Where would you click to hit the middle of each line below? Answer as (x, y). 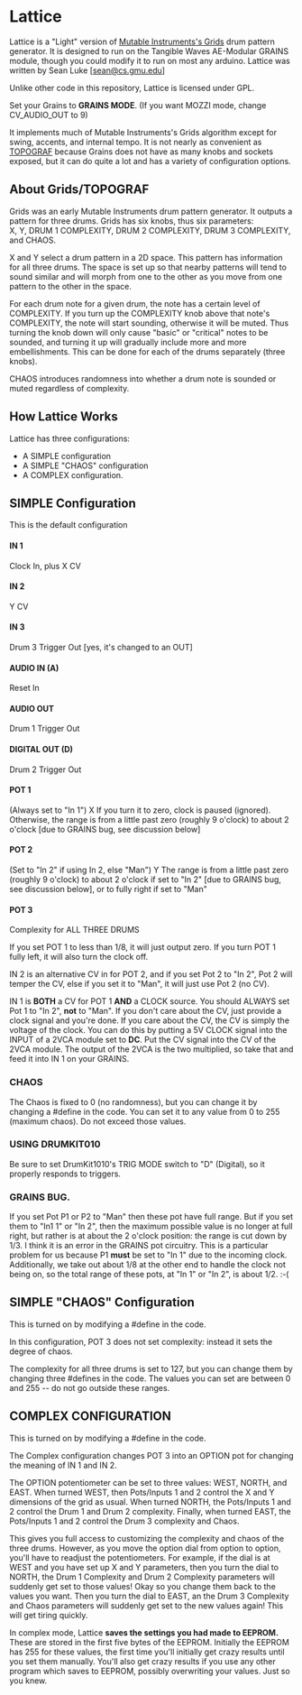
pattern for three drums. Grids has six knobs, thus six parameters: (132, 221)
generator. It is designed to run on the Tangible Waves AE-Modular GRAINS (149, 51)
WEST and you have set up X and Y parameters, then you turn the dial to (144, 1567)
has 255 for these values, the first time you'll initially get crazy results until (147, 1652)
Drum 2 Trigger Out (46, 769)
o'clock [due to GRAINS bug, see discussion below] (105, 829)
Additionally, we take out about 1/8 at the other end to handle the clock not (147, 1265)
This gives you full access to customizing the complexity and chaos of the (147, 1538)
